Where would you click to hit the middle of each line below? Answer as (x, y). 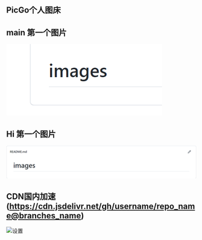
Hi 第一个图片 (31, 134)
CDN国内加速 (31, 197)
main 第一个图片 (37, 32)
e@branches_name (44, 216)
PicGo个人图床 (34, 10)
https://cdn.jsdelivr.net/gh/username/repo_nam (102, 207)
